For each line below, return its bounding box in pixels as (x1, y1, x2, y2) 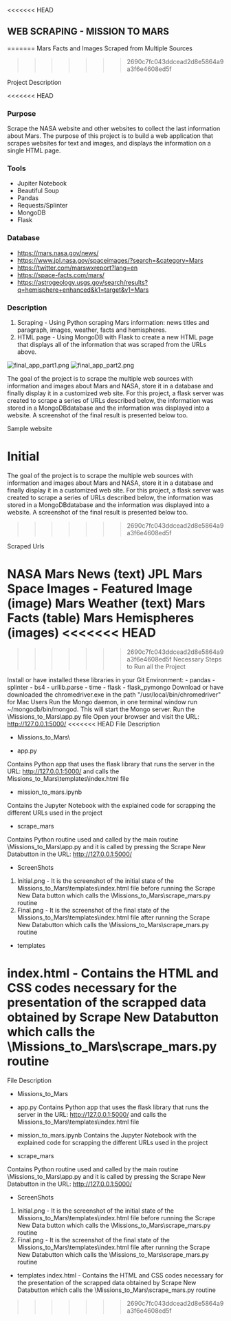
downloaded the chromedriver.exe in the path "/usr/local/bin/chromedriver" (7, 690, 221, 699)
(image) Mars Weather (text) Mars (7, 596, 206, 611)
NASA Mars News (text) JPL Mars (7, 566, 203, 582)
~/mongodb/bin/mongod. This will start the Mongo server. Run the (7, 705, 195, 713)
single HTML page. (7, 146, 61, 155)
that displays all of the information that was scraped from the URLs (16, 341, 207, 348)
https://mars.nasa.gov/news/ (16, 248, 99, 257)
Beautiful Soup (16, 186, 60, 195)
